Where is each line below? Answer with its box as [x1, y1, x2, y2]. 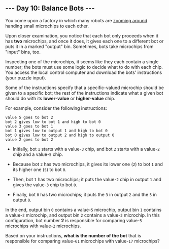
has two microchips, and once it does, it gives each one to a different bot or [5, 38, 164, 44]
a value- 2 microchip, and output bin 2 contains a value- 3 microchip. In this [5, 212, 160, 218]
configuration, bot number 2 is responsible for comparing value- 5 [5, 217, 142, 223]
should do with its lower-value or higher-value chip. [5, 95, 116, 101]
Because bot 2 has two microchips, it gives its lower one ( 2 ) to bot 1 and [12, 161, 163, 167]
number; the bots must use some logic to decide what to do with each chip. [5, 64, 163, 70]
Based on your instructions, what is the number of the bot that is [5, 232, 141, 238]
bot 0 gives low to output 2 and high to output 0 [5, 133, 115, 138]
